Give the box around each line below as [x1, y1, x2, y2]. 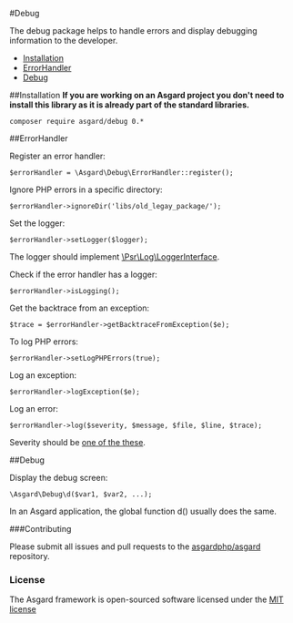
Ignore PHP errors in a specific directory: [9, 184, 163, 195]
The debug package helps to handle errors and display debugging [9, 26, 258, 36]
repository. [9, 551, 50, 561]
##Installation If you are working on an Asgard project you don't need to [9, 90, 285, 100]
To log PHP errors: [9, 336, 79, 347]
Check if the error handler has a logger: [9, 269, 157, 280]
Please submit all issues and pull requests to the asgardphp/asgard [9, 541, 261, 552]
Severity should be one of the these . [9, 437, 146, 447]
